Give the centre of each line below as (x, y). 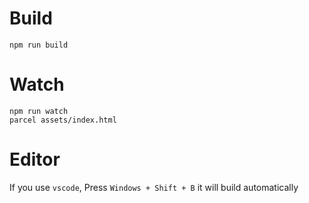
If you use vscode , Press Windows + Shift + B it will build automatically (154, 187)
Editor (35, 159)
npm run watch (39, 111)
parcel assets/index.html (63, 120)
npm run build (39, 45)
